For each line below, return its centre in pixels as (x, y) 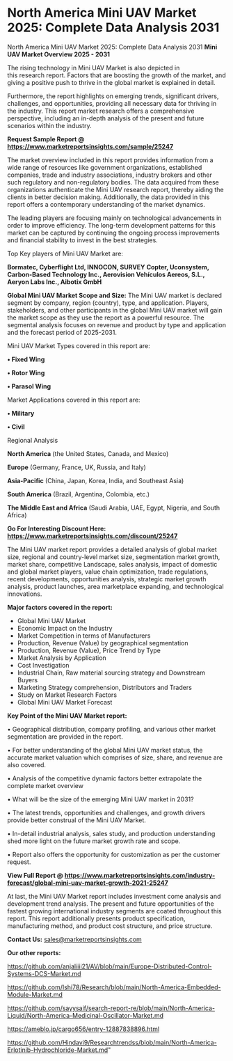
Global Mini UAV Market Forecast (65, 702)
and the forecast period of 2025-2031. (62, 332)
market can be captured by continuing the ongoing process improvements (114, 233)
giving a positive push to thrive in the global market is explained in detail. (111, 82)
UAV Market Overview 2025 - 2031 (58, 54)
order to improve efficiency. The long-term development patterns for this (111, 225)
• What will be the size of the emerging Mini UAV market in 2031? (101, 799)
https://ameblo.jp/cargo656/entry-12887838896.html (83, 1029)
